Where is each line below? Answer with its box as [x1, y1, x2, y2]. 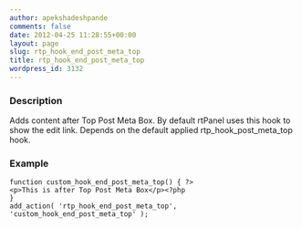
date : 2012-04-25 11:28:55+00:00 [9, 30, 137, 39]
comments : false [9, 22, 71, 31]
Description [9, 94, 63, 107]
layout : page [9, 38, 59, 48]
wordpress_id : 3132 [9, 65, 84, 74]
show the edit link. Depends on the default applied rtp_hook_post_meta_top [9, 125, 294, 136]
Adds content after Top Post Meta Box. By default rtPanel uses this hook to [9, 115, 291, 126]
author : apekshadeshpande [9, 13, 108, 23]
